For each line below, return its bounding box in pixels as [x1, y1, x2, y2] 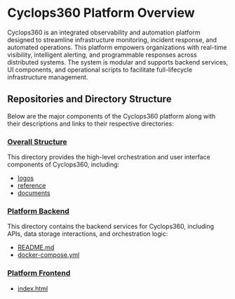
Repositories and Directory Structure [7, 93, 172, 105]
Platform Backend [7, 206, 70, 215]
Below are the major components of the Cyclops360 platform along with [7, 112, 216, 120]
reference [17, 181, 46, 190]
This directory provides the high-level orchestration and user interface [7, 153, 210, 161]
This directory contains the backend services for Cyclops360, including [7, 222, 214, 231]
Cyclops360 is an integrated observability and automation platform [7, 28, 201, 36]
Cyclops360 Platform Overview [7, 5, 195, 21]
